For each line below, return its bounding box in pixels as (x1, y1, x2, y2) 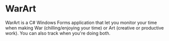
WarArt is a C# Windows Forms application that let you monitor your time (5, 19, 157, 25)
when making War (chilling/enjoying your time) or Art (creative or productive (5, 24, 164, 30)
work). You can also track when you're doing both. (5, 30, 111, 36)
